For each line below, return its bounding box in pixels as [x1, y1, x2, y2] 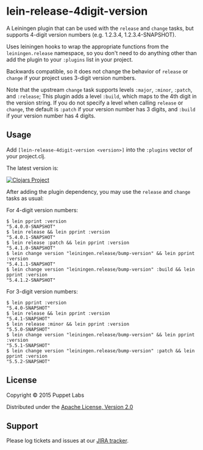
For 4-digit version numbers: [6, 206, 78, 213]
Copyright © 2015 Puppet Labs [6, 391, 84, 399]
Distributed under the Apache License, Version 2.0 [6, 403, 134, 410]
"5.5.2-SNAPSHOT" [6, 358, 51, 364]
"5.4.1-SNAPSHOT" [6, 315, 51, 322]
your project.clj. [6, 152, 46, 160]
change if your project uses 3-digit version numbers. [6, 74, 137, 81]
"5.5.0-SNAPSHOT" [6, 326, 51, 333]
